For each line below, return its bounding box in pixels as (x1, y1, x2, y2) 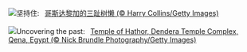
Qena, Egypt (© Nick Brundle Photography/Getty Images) (8, 35, 197, 44)
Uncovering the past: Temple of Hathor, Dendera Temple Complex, (16, 27, 239, 35)
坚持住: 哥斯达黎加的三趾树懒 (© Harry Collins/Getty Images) (16, 9, 219, 17)
